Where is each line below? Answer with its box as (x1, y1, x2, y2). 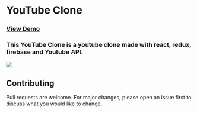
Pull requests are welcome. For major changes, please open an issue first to (6, 94, 192, 101)
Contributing (6, 78, 55, 88)
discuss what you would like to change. (6, 100, 103, 107)
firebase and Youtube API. (6, 48, 84, 56)
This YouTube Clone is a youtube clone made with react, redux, (6, 41, 192, 49)
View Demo (6, 25, 40, 33)
